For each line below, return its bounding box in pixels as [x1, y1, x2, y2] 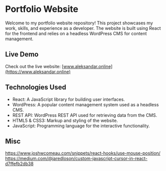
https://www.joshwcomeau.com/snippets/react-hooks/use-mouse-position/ [5, 150, 161, 156]
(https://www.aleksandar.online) [5, 69, 71, 75]
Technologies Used [5, 83, 66, 91]
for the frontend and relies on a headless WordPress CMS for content [5, 30, 147, 36]
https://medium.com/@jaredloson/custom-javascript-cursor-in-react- [5, 156, 148, 162]
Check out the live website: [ [5, 63, 64, 69]
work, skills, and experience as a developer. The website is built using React [5, 25, 161, 31]
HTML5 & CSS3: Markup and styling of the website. [12, 117, 118, 123]
